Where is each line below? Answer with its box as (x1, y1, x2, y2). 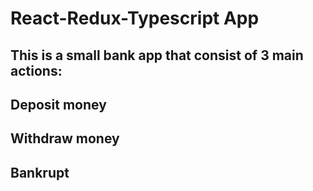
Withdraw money (10, 130, 120, 147)
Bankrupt (10, 164, 70, 181)
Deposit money (10, 96, 107, 113)
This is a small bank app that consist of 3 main (10, 47, 304, 64)
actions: (10, 62, 63, 79)
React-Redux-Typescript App (10, 7, 260, 30)
